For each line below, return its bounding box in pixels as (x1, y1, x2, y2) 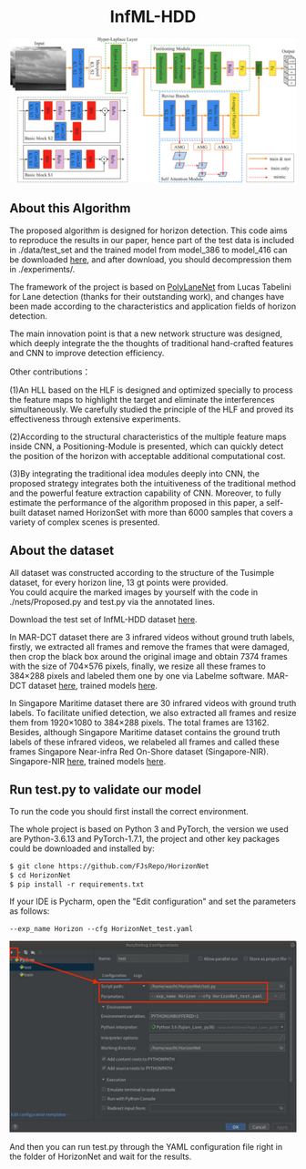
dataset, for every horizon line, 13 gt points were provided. (9, 577, 229, 588)
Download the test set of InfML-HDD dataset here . (9, 613, 198, 625)
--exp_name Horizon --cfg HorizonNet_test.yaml (9, 925, 194, 934)
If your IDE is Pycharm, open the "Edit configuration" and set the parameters (9, 896, 296, 908)
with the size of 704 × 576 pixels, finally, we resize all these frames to (9, 661, 266, 672)
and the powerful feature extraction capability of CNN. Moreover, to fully (9, 487, 282, 498)
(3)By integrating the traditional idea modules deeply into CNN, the (9, 467, 260, 479)
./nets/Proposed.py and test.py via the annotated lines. (9, 596, 216, 607)
